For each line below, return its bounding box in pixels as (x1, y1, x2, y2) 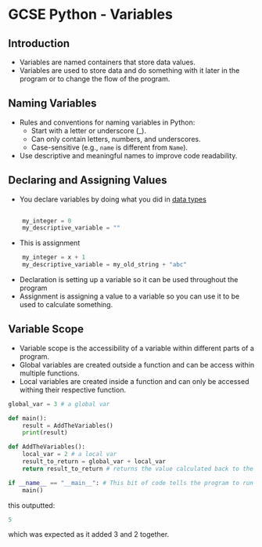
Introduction (8, 37, 70, 50)
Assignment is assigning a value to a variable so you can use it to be (19, 292, 240, 301)
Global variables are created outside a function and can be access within (19, 360, 255, 369)
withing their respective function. (19, 385, 127, 394)
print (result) (22, 429, 68, 437)
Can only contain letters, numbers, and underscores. (31, 134, 201, 143)
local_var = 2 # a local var (22, 451, 117, 458)
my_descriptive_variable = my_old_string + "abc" (22, 261, 188, 269)
